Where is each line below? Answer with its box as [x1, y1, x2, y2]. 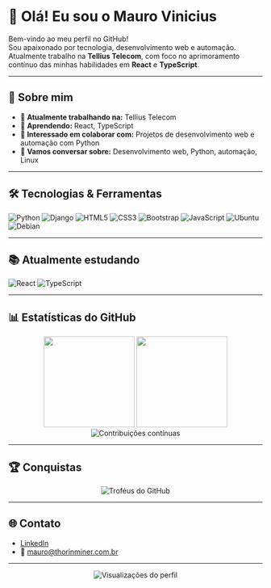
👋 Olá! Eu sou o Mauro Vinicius [8, 7, 218, 26]
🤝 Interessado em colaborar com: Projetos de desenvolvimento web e [19, 129, 255, 139]
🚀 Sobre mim [8, 90, 74, 104]
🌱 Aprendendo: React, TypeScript [19, 120, 134, 130]
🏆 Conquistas [8, 460, 82, 474]
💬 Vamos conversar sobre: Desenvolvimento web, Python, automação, [19, 146, 258, 156]
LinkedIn [19, 538, 49, 548]
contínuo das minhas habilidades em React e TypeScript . [8, 60, 200, 69]
